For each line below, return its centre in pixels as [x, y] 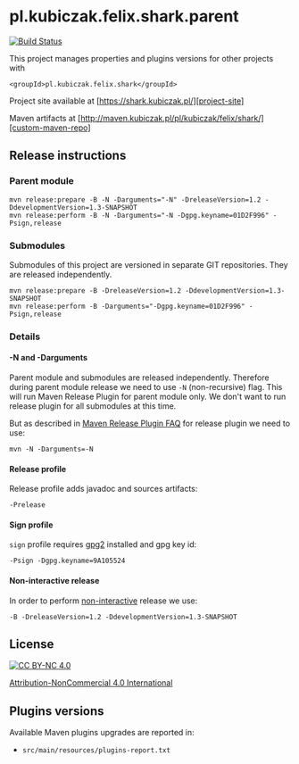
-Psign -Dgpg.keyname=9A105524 [67, 561]
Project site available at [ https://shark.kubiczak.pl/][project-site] [127, 101]
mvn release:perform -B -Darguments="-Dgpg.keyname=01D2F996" [127, 306]
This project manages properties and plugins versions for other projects [141, 58]
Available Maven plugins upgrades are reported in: [102, 733]
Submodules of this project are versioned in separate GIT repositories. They [149, 264]
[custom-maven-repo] [50, 128]
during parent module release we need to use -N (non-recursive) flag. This [146, 387]
